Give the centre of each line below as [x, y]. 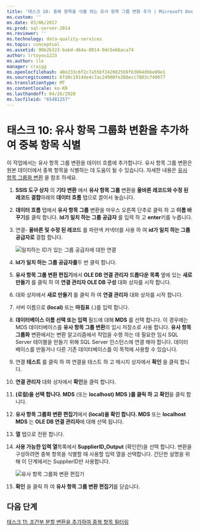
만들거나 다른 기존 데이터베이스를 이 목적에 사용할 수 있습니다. [107, 349]
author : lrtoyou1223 [32, 55]
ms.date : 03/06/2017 [32, 22]
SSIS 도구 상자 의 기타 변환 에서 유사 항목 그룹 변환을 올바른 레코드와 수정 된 [102, 190]
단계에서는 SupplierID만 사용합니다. [69, 461]
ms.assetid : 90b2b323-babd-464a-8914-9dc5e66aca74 [70, 50]
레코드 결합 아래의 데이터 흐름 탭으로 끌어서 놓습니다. [75, 197]
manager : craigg [27, 66]
